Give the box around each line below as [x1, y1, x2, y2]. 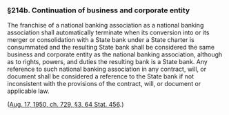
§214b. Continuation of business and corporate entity [7, 6, 190, 15]
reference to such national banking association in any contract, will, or [7, 65, 207, 74]
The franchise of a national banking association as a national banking [7, 21, 204, 30]
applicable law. [7, 87, 50, 95]
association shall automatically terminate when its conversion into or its [7, 28, 210, 36]
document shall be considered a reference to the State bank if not [7, 72, 195, 81]
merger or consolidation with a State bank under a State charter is [7, 36, 195, 44]
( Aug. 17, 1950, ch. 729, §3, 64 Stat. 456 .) [7, 101, 124, 109]
